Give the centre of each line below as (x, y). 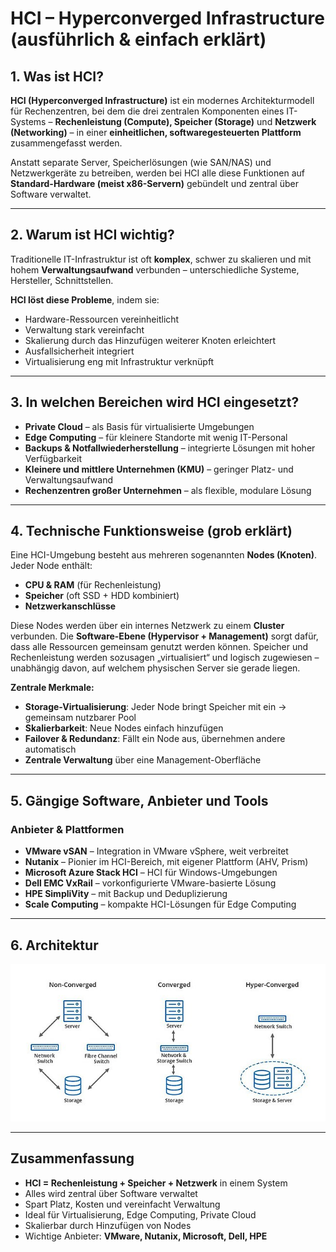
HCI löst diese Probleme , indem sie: (85, 299)
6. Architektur (54, 945)
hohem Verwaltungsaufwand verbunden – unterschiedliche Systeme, (155, 269)
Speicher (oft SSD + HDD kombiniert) (102, 596)
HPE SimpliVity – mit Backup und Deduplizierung (126, 894)
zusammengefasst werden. (66, 143)
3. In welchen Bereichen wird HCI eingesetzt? (155, 402)
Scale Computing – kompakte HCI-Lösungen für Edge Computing (160, 904)
